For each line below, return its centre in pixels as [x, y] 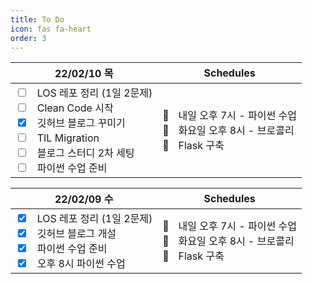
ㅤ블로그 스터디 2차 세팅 [81, 153]
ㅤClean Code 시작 [71, 108]
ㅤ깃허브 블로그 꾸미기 [77, 123]
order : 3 [28, 38]
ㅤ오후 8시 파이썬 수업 [77, 264]
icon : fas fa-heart [51, 29]
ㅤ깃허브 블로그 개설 [72, 234]
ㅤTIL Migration [64, 138]
